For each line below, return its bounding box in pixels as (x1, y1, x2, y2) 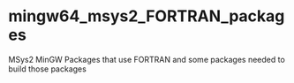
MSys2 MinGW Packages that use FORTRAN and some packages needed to (8, 54, 286, 64)
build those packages (8, 64, 87, 74)
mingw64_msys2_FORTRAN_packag (8, 6, 285, 26)
